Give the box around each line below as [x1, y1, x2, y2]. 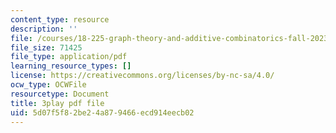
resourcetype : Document [10, 89, 110, 99]
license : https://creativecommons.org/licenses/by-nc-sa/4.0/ [10, 71, 275, 81]
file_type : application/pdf [10, 52, 128, 62]
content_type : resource [10, 14, 110, 25]
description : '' [10, 24, 78, 34]
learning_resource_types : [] [10, 61, 132, 71]
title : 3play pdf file [10, 98, 105, 108]
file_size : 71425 [10, 42, 83, 53]
